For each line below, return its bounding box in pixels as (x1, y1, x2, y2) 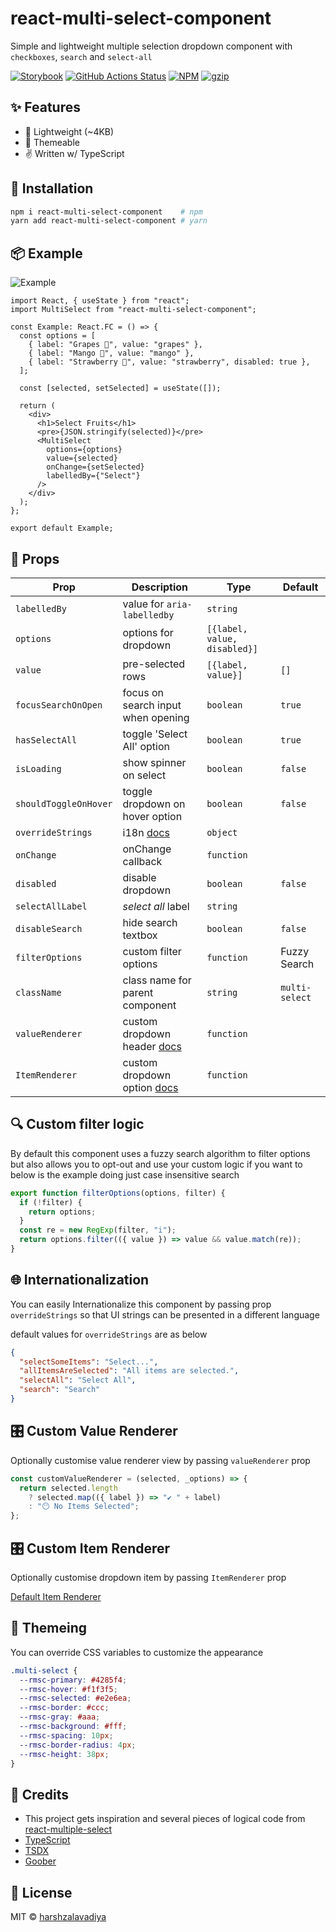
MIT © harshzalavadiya (10, 1911, 107, 1922)
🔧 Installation (10, 180, 94, 197)
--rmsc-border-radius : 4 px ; (19, 1740, 137, 1750)
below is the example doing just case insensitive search (10, 1168, 240, 1181)
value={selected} (46, 453, 118, 464)
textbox (122, 928, 158, 942)
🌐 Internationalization (10, 1272, 150, 1289)
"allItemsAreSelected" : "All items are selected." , (19, 1366, 240, 1376)
